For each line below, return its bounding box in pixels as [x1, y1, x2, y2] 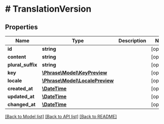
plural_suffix [7, 62, 38, 68]
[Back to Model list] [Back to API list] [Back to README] [5, 114, 117, 119]
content [7, 54, 26, 60]
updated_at [7, 93, 35, 100]
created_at [7, 85, 33, 92]
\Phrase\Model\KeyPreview [41, 69, 107, 76]
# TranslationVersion [5, 3, 92, 15]
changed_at [7, 101, 36, 108]
